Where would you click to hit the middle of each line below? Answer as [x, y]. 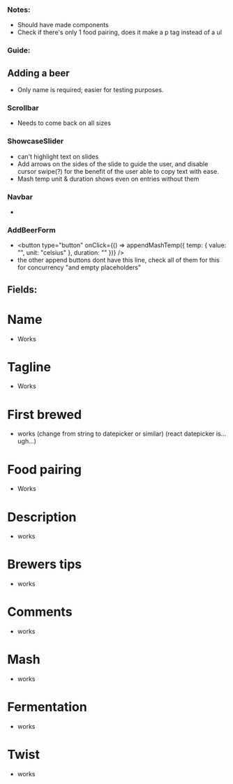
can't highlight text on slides [58, 156]
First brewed [45, 414]
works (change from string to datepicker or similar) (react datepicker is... [122, 434]
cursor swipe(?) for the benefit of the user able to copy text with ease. [118, 171]
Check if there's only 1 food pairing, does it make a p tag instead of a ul [119, 32]
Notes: [19, 10]
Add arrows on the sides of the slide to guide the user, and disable [113, 164]
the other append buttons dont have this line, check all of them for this [118, 260]
